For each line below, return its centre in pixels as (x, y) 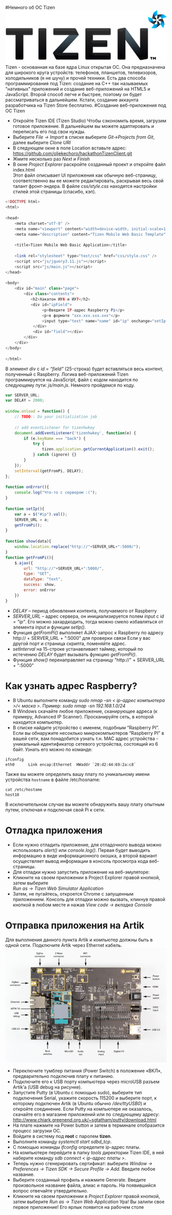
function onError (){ (27, 487)
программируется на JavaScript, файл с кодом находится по (72, 379)
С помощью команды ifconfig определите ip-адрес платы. (77, 1147)
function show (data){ (28, 541)
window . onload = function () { (38, 411)
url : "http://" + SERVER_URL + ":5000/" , (64, 568)
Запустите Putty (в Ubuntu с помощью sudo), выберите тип (77, 1092)
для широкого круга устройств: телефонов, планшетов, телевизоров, (81, 73)
